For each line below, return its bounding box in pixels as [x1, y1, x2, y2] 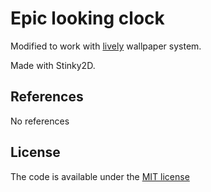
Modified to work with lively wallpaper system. [10, 40, 202, 52]
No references [10, 115, 70, 127]
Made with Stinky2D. [10, 59, 96, 71]
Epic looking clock [10, 7, 165, 30]
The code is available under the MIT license [10, 170, 190, 182]
